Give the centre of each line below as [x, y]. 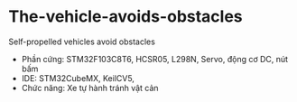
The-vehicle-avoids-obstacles [125, 17]
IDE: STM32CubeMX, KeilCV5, [78, 78]
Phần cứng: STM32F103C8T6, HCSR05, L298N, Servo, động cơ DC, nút [155, 59]
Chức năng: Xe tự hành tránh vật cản [90, 88]
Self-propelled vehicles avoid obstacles [82, 42]
